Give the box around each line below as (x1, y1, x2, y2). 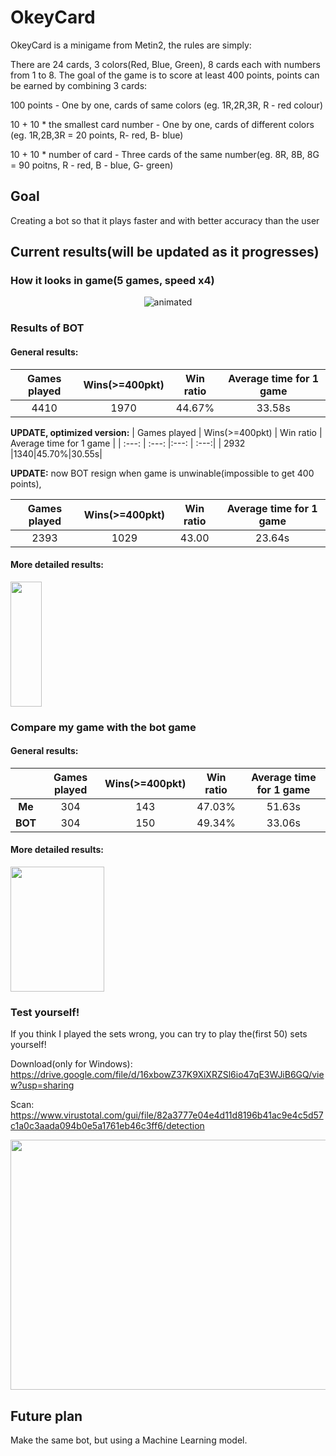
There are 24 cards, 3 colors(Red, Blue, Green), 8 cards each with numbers (10, 58, 321, 70)
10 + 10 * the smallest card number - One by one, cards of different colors (10, 118, 315, 130)
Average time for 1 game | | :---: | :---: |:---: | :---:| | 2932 (10, 437, 246, 449)
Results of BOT (10, 321, 85, 335)
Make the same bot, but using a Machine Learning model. (10, 1434, 248, 1446)
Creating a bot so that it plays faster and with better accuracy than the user (10, 214, 320, 226)
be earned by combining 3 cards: (10, 79, 148, 91)
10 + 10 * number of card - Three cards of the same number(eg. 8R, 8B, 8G (10, 148, 320, 160)
